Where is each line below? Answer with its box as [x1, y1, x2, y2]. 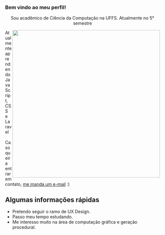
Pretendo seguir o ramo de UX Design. [12, 208, 91, 215]
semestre [73, 20, 92, 26]
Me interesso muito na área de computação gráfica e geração [12, 219, 137, 225]
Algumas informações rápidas [5, 196, 100, 204]
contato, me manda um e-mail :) [5, 181, 70, 187]
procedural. [12, 224, 36, 230]
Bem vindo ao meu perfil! [5, 4, 66, 11]
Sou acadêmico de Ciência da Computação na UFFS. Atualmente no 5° [10, 15, 155, 21]
